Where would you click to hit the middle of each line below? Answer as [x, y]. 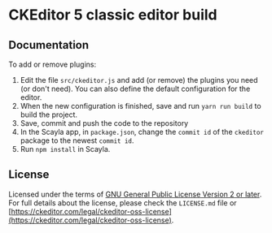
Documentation [49, 45]
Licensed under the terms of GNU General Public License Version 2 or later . [135, 194]
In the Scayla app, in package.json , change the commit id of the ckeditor [142, 132]
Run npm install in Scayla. [65, 149]
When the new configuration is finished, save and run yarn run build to [141, 106]
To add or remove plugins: [53, 64]
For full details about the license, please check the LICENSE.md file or [123, 203]
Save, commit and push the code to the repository [104, 123]
